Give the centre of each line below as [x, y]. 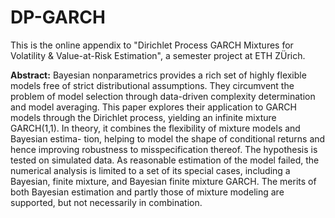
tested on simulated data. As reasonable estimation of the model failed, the [165, 160]
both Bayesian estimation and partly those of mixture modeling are [147, 192]
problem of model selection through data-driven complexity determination [163, 96]
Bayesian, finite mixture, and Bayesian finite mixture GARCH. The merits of [163, 181]
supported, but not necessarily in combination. [106, 202]
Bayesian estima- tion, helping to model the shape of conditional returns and [168, 138]
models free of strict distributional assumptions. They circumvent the [152, 85]
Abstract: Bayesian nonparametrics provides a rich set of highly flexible [158, 75]
